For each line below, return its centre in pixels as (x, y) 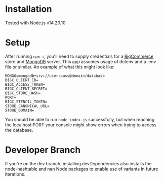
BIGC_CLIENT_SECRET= (26, 89)
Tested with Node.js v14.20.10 (35, 23)
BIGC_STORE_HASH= (23, 93)
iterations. (15, 174)
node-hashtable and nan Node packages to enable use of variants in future (81, 169)
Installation (29, 9)
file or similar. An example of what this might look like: (60, 67)
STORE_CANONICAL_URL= (27, 106)
